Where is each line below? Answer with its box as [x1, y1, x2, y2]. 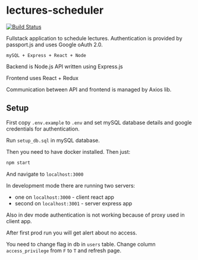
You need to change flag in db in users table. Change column [6, 240, 156, 248]
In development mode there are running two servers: [6, 182, 136, 189]
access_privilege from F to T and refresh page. [6, 247, 122, 254]
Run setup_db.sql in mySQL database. [6, 137, 100, 144]
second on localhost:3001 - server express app [14, 199, 133, 207]
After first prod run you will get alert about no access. [6, 229, 137, 236]
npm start [6, 160, 31, 166]
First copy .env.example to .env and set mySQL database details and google [6, 119, 192, 126]
